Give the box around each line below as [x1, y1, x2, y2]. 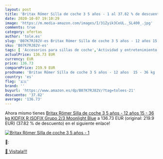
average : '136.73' [5, 97, 42, 102]
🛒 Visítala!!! [5, 148, 28, 155]
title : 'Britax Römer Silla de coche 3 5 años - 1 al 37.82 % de [5, 12, 140, 16]
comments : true [5, 25, 36, 30]
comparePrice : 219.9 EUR [5, 66, 55, 71]
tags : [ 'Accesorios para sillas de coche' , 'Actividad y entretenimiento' [5, 47, 160, 52]
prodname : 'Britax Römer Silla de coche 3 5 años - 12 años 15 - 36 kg [5, 70, 155, 75]
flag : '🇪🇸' [5, 79, 29, 84]
